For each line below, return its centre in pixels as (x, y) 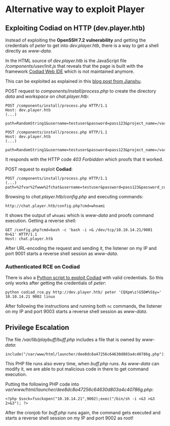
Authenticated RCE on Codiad (42, 267)
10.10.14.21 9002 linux (30, 297)
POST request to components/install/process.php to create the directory (81, 91)
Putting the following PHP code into (42, 384)
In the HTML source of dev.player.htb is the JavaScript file (66, 61)
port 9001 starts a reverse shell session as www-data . (62, 253)
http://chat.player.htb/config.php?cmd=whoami (55, 206)
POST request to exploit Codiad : (39, 169)
